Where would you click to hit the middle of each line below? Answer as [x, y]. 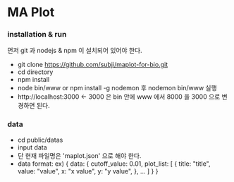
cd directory [35, 72]
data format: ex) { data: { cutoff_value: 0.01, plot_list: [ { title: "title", [114, 164]
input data [32, 147]
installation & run [37, 35]
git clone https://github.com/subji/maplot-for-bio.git [92, 65]
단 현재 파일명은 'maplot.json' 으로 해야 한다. [79, 155]
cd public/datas [40, 140]
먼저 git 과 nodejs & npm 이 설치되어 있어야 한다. [75, 51]
